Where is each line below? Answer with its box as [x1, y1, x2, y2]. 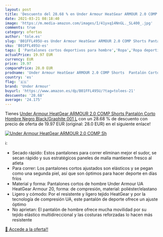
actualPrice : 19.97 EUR [5, 52, 53, 57]
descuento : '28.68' [5, 93, 45, 98]
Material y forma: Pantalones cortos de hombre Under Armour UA [12, 181, 144, 187]
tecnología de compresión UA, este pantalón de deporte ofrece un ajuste [12, 196, 158, 202]
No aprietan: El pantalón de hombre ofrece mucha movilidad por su [12, 207, 147, 213]
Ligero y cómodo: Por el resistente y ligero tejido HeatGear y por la [12, 191, 146, 197]
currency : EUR [5, 57, 34, 62]
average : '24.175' [5, 98, 42, 102]
